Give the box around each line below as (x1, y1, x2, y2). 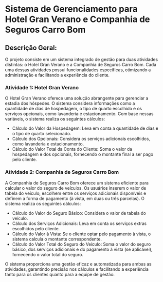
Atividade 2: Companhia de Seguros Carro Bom (5, 169, 119, 176)
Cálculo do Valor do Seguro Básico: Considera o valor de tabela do (12, 210, 146, 216)
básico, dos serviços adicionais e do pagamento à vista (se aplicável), (12, 246, 153, 252)
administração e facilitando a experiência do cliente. (5, 72, 110, 78)
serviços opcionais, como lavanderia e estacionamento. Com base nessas (5, 111, 154, 117)
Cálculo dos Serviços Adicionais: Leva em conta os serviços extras (12, 221, 147, 226)
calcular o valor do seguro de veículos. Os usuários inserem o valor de (5, 185, 146, 191)
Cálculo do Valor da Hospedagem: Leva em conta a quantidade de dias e (12, 125, 159, 131)
